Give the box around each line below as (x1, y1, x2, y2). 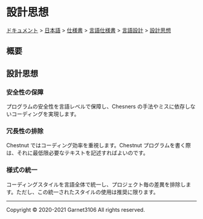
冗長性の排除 (6, 127, 44, 135)
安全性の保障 (6, 88, 44, 97)
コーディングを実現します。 (11, 110, 80, 118)
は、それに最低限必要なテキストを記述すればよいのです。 (6, 149, 149, 157)
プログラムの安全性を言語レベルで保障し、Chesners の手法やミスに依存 (6, 103, 185, 110)
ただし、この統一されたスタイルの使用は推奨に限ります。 (16, 188, 159, 195)
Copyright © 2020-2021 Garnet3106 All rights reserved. (6, 206, 145, 213)
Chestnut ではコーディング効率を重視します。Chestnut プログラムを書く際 (6, 142, 192, 149)
